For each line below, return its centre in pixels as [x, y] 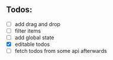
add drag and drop [38, 24]
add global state [34, 37]
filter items [28, 31]
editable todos [32, 44]
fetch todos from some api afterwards [61, 51]
